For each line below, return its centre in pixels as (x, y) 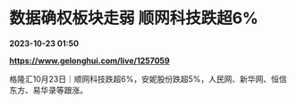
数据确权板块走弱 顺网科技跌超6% (134, 18)
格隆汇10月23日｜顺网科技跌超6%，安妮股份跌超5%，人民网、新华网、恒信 (148, 79)
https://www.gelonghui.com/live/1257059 (89, 60)
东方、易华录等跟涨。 (48, 90)
